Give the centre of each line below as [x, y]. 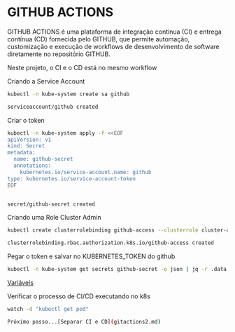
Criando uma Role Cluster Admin [54, 218]
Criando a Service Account [46, 81]
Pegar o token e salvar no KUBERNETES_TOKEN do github [91, 256]
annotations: [33, 166]
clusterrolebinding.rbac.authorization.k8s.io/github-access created [111, 243]
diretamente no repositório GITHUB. [59, 54]
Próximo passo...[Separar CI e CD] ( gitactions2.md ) [84, 321]
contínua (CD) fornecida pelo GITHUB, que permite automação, [99, 39]
